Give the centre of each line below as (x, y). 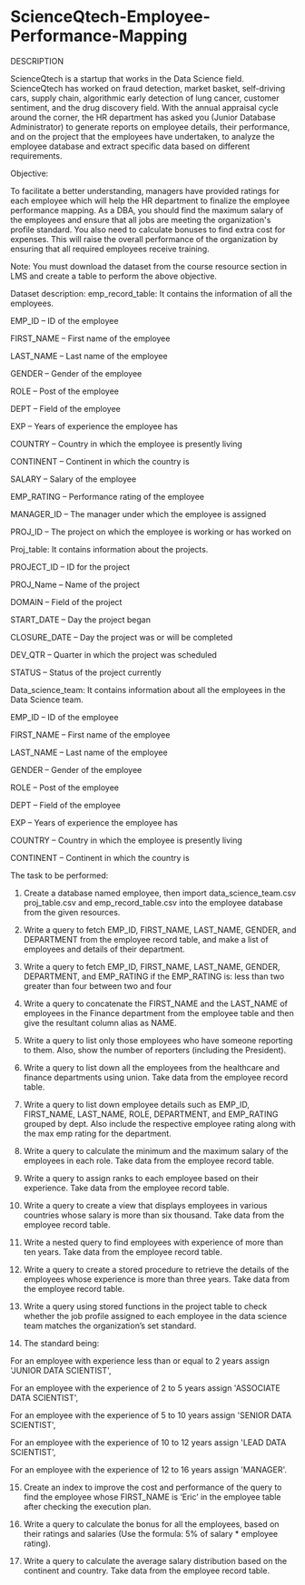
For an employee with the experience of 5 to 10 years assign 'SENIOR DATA (151, 1415)
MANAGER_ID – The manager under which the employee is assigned (138, 514)
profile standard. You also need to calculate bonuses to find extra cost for (148, 230)
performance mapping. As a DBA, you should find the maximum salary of (147, 210)
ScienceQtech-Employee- (111, 17)
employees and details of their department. (104, 949)
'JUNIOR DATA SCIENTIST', (61, 1370)
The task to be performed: (59, 875)
